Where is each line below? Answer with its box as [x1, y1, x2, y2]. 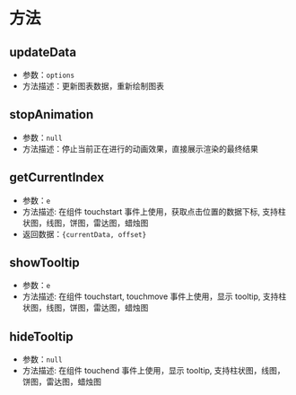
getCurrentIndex [9, 170, 105, 185]
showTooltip [9, 255, 80, 270]
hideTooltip [9, 329, 74, 344]
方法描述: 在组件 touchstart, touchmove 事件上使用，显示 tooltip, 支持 [22, 291, 279, 302]
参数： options [22, 69, 74, 80]
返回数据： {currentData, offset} [22, 228, 147, 239]
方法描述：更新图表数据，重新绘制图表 [22, 81, 164, 91]
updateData [9, 44, 77, 59]
